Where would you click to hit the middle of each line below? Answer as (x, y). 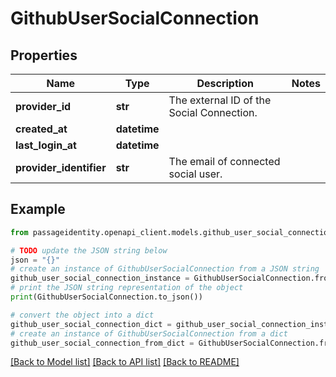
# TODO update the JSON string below (89, 250)
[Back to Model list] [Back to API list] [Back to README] (125, 362)
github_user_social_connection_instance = (100, 278)
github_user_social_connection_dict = (91, 324)
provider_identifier (61, 167)
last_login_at (46, 145)
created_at (41, 129)
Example (38, 209)
